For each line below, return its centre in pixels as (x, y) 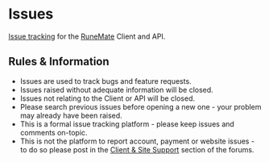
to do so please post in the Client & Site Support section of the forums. (137, 149)
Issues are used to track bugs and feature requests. (106, 81)
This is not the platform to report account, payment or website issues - (137, 141)
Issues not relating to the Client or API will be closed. (108, 98)
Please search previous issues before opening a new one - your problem (141, 106)
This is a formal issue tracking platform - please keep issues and (127, 124)
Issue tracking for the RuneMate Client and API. (87, 36)
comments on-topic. (54, 132)
